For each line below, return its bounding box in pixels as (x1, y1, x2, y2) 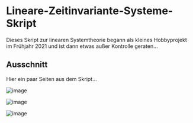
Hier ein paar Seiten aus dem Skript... (6, 75, 98, 82)
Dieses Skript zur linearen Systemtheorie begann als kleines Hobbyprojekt (6, 36, 188, 43)
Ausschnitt (6, 60, 48, 70)
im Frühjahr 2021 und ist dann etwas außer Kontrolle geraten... (6, 43, 158, 50)
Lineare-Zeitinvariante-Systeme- (6, 4, 173, 18)
